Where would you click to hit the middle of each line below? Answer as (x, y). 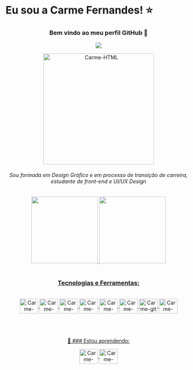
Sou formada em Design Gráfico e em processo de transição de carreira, (99, 175)
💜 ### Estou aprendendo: (99, 340)
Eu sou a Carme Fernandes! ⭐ (79, 10)
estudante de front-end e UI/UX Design (99, 181)
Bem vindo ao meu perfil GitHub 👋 (99, 33)
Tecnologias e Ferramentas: (99, 282)
